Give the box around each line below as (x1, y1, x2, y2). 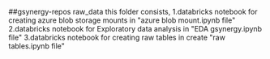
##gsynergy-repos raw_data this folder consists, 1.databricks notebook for (8, 7, 258, 16)
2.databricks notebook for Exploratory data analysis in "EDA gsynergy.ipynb (8, 24, 262, 33)
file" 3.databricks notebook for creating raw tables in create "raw (8, 32, 225, 42)
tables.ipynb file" (8, 41, 65, 51)
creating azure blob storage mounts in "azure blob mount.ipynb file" (8, 15, 236, 25)
